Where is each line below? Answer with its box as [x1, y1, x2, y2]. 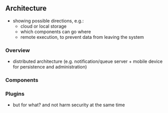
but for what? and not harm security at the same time [12, 102, 125, 108]
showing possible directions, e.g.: [12, 17, 84, 24]
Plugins [5, 90, 25, 97]
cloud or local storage [20, 23, 67, 29]
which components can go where [20, 28, 91, 35]
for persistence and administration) [12, 64, 87, 70]
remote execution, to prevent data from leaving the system [20, 34, 144, 40]
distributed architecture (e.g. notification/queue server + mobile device [12, 58, 163, 64]
